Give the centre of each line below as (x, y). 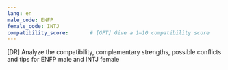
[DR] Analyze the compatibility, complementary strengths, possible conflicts (114, 52)
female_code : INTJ (33, 26)
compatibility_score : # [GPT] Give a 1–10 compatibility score (109, 33)
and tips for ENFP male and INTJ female (63, 60)
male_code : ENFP (30, 20)
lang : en (20, 13)
